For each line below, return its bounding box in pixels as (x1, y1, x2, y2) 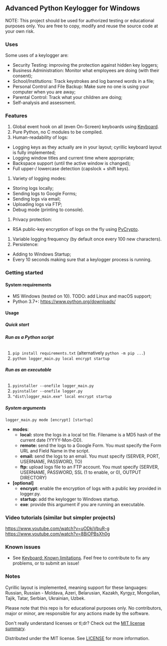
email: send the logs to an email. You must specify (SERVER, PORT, (20, 453, 160, 459)
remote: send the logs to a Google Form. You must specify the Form (20, 442, 162, 449)
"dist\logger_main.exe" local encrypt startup (12, 394, 112, 399)
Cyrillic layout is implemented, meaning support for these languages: (5, 584, 148, 590)
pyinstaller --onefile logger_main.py (12, 383, 94, 388)
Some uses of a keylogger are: (5, 53, 69, 59)
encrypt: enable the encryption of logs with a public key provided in (20, 485, 161, 491)
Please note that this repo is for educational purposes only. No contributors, (5, 605, 162, 611)
